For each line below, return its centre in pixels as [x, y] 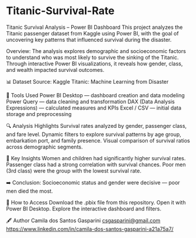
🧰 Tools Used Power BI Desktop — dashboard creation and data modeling [96, 95]
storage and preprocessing [39, 114]
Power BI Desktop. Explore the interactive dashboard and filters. [84, 209]
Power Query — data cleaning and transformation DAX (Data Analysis [90, 101]
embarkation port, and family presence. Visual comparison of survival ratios [98, 140]
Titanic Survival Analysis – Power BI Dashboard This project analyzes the [94, 27]
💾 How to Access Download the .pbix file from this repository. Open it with [96, 202]
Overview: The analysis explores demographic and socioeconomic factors [96, 51]
